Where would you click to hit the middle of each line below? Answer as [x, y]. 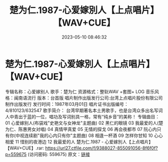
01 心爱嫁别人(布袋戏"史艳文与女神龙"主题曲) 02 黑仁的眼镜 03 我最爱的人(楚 [84, 123]
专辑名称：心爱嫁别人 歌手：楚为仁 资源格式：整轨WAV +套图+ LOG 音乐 [80, 91]
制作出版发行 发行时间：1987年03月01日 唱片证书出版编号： [67, 104]
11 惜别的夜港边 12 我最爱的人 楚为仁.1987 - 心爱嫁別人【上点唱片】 [84, 141]
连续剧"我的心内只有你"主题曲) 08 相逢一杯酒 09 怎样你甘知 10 [89, 135]
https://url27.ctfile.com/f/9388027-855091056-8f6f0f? [101, 148]
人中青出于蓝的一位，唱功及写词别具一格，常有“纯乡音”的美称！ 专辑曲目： [82, 116]
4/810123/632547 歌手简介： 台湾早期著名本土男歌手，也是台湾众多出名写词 [84, 110]
